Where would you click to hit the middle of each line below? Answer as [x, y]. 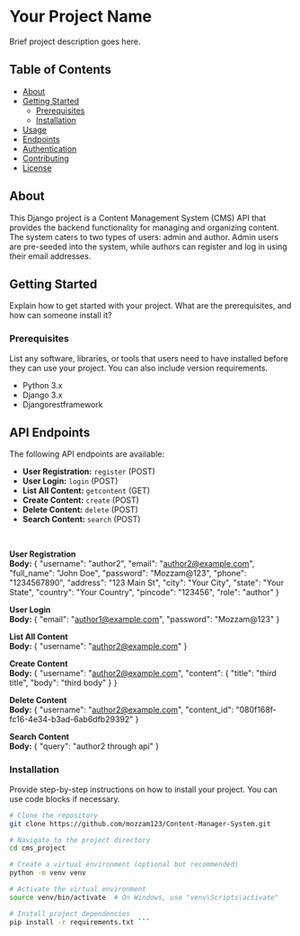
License [37, 167]
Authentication [49, 148]
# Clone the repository [54, 816]
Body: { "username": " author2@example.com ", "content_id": [122, 710]
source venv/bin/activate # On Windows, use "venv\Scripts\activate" [144, 897]
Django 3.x [42, 395]
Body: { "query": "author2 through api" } [84, 746]
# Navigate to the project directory [80, 840]
